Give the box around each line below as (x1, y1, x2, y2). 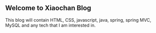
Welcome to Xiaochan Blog (5, 4, 91, 12)
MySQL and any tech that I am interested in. (5, 22, 96, 28)
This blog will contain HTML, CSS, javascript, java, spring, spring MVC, (5, 17, 151, 23)
